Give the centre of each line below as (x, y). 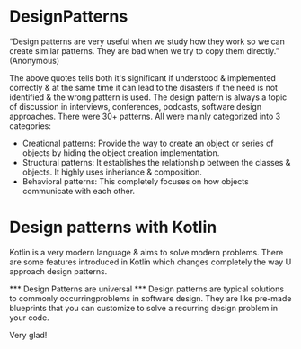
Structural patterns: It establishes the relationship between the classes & (156, 162)
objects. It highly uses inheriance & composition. (112, 172)
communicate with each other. (79, 191)
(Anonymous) (35, 60)
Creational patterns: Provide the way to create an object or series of (148, 143)
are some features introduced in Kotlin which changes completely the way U (150, 262)
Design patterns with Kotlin (113, 228)
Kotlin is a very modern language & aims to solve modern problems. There (146, 252)
